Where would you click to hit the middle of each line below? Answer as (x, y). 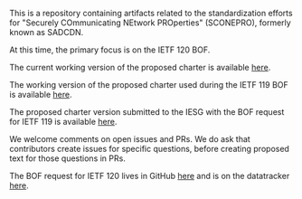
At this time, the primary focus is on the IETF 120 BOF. (110, 50)
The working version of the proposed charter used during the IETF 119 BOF (149, 85)
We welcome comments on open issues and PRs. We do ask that (130, 139)
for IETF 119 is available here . (63, 122)
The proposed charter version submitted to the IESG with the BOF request (147, 112)
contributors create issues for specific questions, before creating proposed (149, 149)
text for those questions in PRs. (68, 158)
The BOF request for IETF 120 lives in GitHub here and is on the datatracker (150, 176)
